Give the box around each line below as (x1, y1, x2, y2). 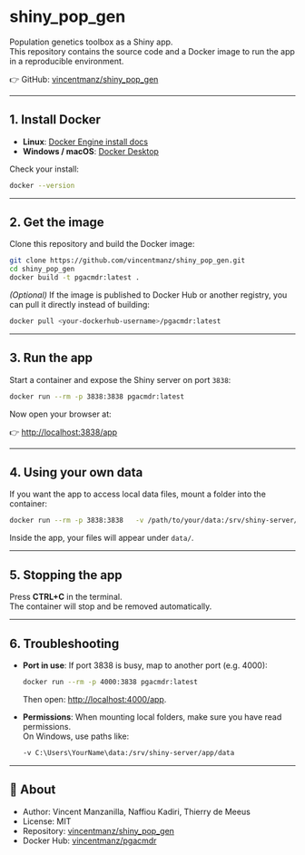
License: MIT (22, 815, 72, 827)
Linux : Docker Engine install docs (22, 136, 148, 147)
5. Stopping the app (9, 567, 123, 583)
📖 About (9, 782, 56, 798)
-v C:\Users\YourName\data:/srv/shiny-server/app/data (22, 748, 235, 757)
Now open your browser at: (9, 408, 112, 419)
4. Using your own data (9, 465, 143, 480)
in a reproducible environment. (9, 55, 124, 66)
